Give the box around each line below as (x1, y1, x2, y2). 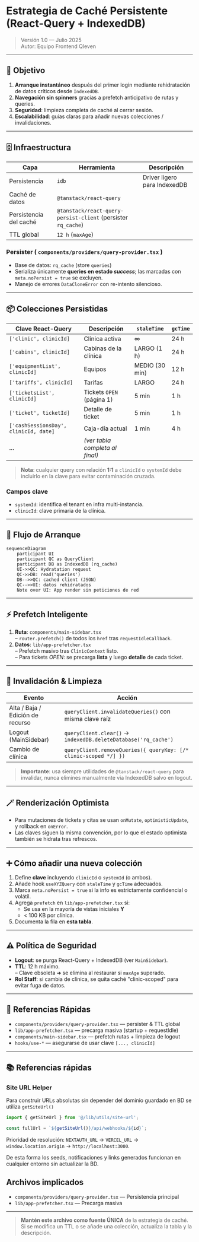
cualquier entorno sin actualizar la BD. (6, 1160, 99, 1167)
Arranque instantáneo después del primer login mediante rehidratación (14, 81, 191, 88)
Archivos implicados (6, 1177, 84, 1187)
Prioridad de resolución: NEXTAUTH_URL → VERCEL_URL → (6, 1136, 139, 1143)
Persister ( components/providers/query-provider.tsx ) (6, 248, 163, 256)
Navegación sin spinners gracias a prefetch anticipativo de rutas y (14, 94, 179, 101)
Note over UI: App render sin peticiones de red (17, 587, 139, 593)
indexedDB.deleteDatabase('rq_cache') (64, 736, 174, 743)
